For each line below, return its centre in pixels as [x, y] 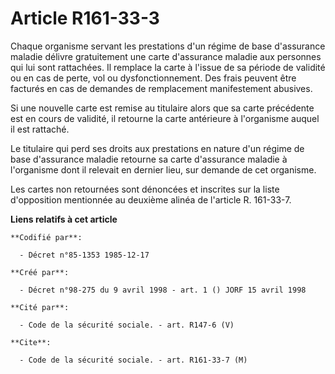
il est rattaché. [40, 129]
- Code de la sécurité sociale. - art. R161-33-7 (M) [133, 360]
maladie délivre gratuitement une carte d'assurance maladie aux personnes [166, 56]
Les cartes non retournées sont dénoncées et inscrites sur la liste [145, 189]
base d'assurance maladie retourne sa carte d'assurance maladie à [149, 159]
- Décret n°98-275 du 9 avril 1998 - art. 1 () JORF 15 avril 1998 [163, 290]
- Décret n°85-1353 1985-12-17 [84, 255]
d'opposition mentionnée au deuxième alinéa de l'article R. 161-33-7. [151, 199]
